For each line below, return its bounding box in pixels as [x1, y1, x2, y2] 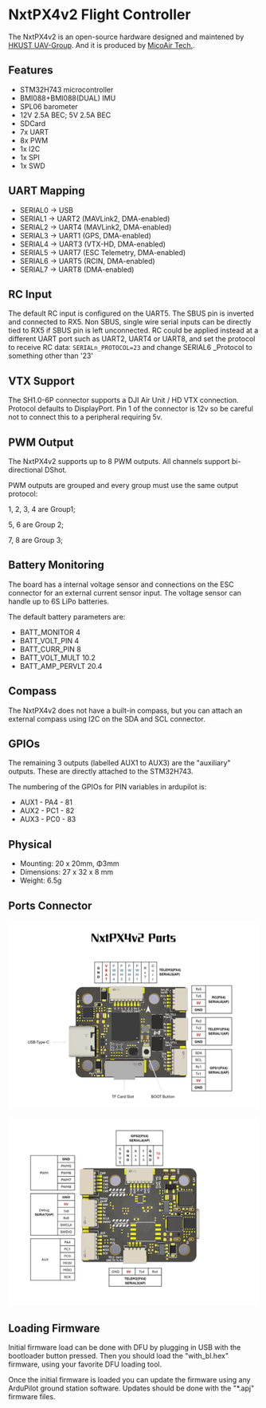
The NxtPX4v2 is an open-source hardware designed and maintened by [8, 32, 244, 41]
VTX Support [8, 374, 76, 387]
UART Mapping [8, 184, 85, 198]
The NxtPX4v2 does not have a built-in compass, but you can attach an [8, 706, 243, 715]
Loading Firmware [8, 1321, 100, 1335]
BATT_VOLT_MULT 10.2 [19, 652, 96, 663]
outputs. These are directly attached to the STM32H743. [8, 767, 194, 777]
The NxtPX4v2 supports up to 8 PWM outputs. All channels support [8, 457, 230, 466]
